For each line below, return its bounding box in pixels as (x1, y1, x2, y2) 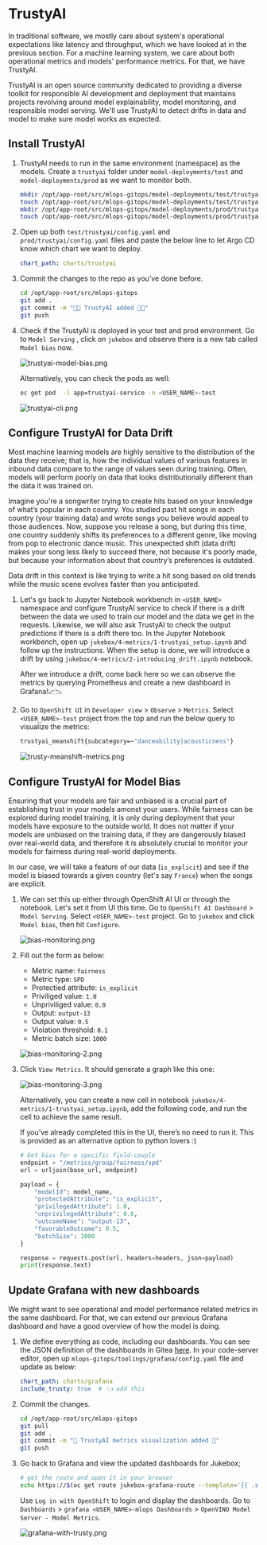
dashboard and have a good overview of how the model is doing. (8, 1322, 221, 1331)
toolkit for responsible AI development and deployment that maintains (8, 88, 236, 98)
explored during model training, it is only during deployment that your (8, 813, 235, 822)
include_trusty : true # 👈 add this (19, 1384, 145, 1392)
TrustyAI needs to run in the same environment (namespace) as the (19, 158, 241, 168)
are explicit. (8, 879, 46, 888)
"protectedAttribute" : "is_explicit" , (34, 1195, 163, 1203)
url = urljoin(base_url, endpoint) (19, 1166, 138, 1174)
